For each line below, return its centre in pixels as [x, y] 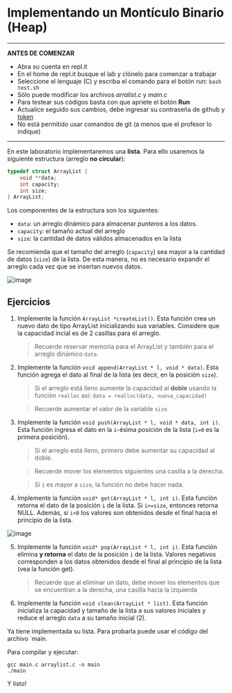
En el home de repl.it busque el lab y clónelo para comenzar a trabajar [117, 73]
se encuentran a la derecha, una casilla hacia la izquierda [116, 590]
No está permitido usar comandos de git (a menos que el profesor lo [114, 124]
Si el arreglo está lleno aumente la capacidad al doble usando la [125, 388]
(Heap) [27, 27]
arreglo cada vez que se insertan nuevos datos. [75, 267]
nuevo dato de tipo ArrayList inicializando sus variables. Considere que [118, 326]
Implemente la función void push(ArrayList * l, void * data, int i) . [119, 422]
